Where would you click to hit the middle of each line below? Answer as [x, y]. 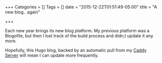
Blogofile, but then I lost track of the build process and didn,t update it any [79, 36]
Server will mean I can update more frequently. [52, 55]
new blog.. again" [23, 12]
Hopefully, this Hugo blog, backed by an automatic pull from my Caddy [76, 50]
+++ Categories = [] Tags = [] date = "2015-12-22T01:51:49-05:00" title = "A [81, 7]
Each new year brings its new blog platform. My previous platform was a [77, 31]
